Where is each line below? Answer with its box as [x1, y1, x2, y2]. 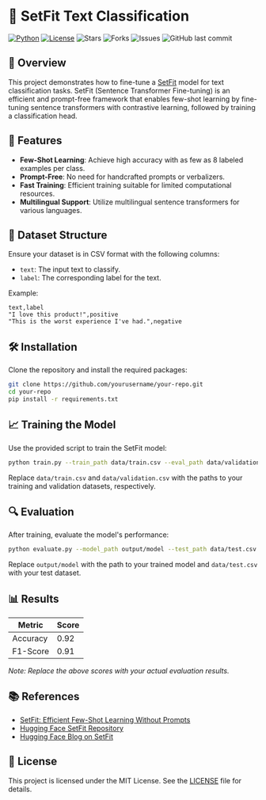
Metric [17, 619, 44, 630]
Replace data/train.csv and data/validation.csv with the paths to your [8, 473, 243, 482]
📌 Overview [8, 56, 66, 70]
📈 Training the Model [8, 418, 116, 432]
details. [8, 784, 32, 794]
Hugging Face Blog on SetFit [19, 732, 113, 741]
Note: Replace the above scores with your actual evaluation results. [8, 666, 230, 676]
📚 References [8, 690, 80, 703]
